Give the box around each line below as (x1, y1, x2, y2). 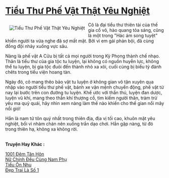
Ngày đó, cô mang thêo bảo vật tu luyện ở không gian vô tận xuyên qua (5, 79, 154, 85)
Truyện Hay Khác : (5, 141, 45, 147)
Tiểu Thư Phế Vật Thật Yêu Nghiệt (5, 5, 150, 17)
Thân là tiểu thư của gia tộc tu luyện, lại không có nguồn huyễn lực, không (5, 58, 159, 64)
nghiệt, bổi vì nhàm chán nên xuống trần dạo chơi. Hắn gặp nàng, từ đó (5, 121, 153, 127)
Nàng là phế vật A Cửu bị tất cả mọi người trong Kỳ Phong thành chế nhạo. (5, 53, 160, 59)
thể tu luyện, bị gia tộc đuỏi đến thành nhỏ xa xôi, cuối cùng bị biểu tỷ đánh (5, 64, 161, 70)
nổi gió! (5, 105, 21, 111)
